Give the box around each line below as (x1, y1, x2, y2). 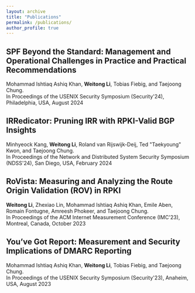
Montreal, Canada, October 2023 (6, 220, 86, 227)
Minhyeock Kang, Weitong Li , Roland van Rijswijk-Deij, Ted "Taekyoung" (6, 141, 182, 148)
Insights (6, 125, 37, 135)
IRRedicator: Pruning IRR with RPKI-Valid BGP (6, 116, 175, 126)
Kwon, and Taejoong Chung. (6, 147, 74, 154)
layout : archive (6, 8, 46, 15)
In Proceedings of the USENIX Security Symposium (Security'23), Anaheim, (6, 274, 189, 281)
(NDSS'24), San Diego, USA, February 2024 (6, 159, 112, 166)
